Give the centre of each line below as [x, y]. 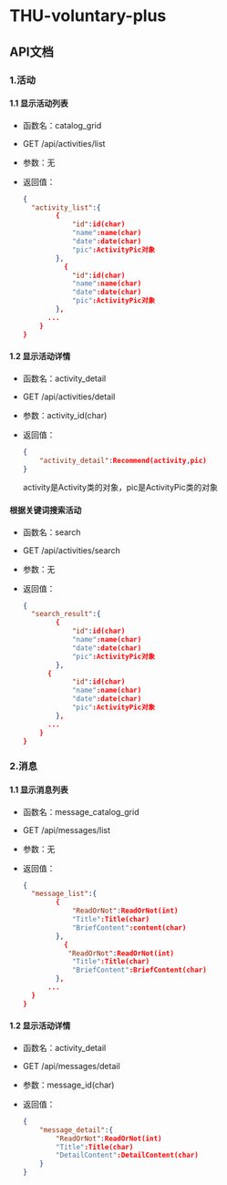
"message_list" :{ [64, 894]
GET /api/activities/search [72, 550]
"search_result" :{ [66, 614]
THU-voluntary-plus [88, 16]
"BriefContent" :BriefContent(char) [139, 970]
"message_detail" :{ [77, 1130]
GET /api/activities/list [64, 143]
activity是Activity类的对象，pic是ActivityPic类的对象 [120, 488]
